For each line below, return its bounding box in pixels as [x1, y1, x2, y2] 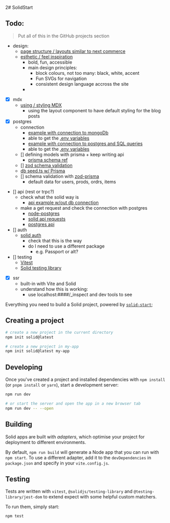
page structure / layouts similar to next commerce [20, 48, 125, 54]
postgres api [28, 221, 55, 227]
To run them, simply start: [5, 504, 60, 510]
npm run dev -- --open [5, 406, 54, 411]
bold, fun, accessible [28, 59, 73, 65]
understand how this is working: [20, 286, 88, 292]
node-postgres [28, 210, 60, 216]
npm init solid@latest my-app [5, 349, 70, 354]
